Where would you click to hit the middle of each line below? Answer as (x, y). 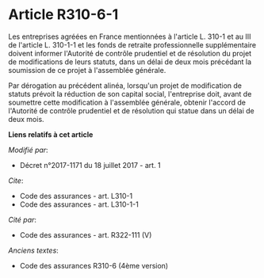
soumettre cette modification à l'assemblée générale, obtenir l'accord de (127, 102)
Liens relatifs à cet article (51, 134)
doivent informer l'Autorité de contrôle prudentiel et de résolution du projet (130, 53)
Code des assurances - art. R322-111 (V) (86, 234)
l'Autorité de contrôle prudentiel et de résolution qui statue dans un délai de (132, 110)
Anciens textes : (34, 250)
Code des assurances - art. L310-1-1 (79, 204)
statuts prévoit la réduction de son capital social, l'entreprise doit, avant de (130, 93)
